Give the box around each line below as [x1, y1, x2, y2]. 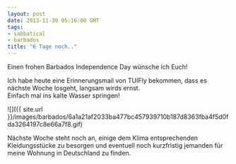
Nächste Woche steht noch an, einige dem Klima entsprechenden [7, 134, 199, 142]
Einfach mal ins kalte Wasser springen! [7, 91, 120, 100]
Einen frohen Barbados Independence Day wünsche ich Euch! [7, 63, 188, 71]
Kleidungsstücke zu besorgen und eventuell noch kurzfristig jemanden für [7, 141, 223, 149]
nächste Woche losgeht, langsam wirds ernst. [7, 84, 141, 92]
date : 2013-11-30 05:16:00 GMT [7, 17, 100, 24]
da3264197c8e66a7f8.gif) [7, 120, 83, 128]
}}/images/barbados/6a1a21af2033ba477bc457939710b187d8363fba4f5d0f [7, 112, 229, 121]
